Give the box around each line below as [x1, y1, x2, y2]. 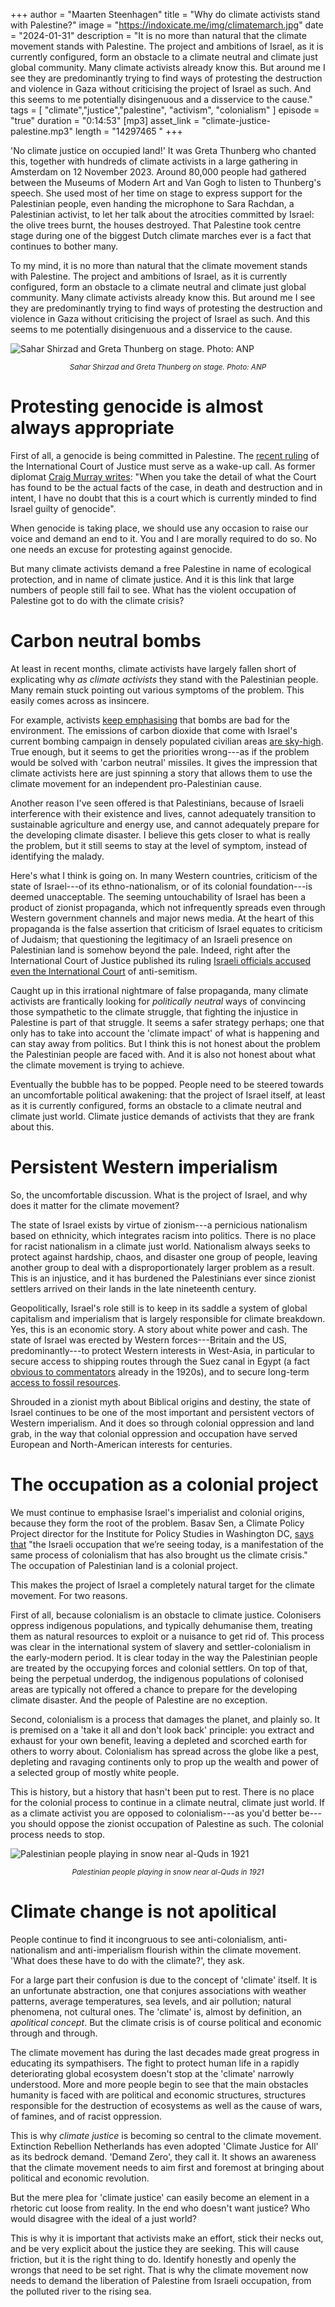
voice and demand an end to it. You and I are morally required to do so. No [10, 532, 317, 544]
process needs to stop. [10, 1828, 105, 1840]
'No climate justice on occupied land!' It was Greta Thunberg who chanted [10, 145, 317, 156]
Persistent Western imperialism [10, 1156, 278, 1179]
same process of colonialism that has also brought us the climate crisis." [10, 1549, 308, 1561]
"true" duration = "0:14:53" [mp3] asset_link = [10, 115, 200, 126]
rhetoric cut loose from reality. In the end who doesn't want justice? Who [10, 2202, 311, 2214]
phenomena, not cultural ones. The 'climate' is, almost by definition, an [10, 2005, 302, 2018]
